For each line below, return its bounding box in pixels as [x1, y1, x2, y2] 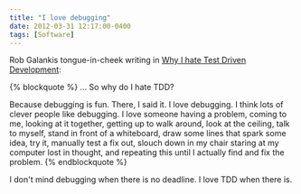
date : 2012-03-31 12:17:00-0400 [9, 22, 131, 31]
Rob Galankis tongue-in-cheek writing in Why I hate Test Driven [9, 55, 247, 66]
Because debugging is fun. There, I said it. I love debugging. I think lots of [9, 99, 284, 110]
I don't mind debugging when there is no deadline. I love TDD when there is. [9, 174, 293, 185]
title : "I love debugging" [9, 13, 111, 23]
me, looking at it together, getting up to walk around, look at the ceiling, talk [9, 118, 290, 129]
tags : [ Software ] [9, 30, 75, 39]
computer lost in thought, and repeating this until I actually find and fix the [9, 147, 285, 158]
